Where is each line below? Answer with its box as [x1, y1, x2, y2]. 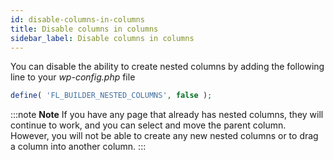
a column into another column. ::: [10, 141, 147, 153]
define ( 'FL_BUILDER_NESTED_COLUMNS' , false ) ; [10, 91, 213, 101]
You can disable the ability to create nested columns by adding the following [10, 61, 325, 73]
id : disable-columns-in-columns [10, 14, 145, 25]
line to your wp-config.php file [10, 71, 136, 83]
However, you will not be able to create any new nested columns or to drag [10, 130, 319, 142]
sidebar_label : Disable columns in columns [10, 33, 195, 43]
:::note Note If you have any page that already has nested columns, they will [10, 109, 324, 121]
